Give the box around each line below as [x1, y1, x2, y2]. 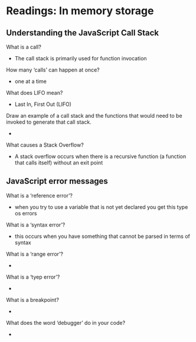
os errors [14, 209, 37, 217]
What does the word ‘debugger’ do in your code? [6, 319, 126, 326]
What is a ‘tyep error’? [6, 273, 60, 280]
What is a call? [6, 43, 41, 50]
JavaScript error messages [6, 176, 108, 186]
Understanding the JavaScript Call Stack [6, 28, 159, 38]
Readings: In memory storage [6, 4, 154, 18]
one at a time [14, 78, 47, 85]
